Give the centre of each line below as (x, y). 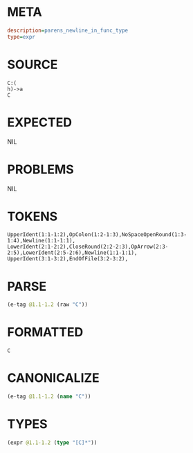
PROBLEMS (40, 169)
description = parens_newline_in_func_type (68, 30)
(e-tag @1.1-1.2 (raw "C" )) (48, 305)
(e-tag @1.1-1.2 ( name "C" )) (49, 397)
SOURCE (33, 65)
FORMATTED (45, 332)
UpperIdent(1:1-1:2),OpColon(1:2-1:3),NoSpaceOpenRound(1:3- (97, 235)
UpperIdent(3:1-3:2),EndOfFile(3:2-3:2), (68, 259)
